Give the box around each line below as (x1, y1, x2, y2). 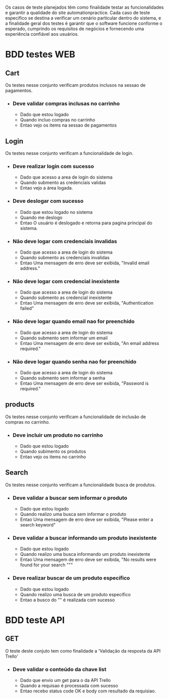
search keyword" (20, 522, 56, 528)
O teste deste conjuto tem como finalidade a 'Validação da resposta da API (5, 648, 161, 654)
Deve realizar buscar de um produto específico (12, 574, 130, 581)
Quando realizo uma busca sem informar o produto (20, 511, 127, 517)
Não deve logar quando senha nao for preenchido (12, 358, 137, 365)
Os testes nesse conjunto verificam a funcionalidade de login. (5, 150, 134, 156)
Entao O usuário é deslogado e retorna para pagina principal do (20, 219, 152, 226)
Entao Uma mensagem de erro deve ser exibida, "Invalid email (20, 260, 150, 266)
